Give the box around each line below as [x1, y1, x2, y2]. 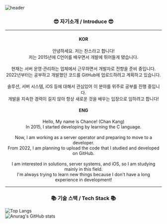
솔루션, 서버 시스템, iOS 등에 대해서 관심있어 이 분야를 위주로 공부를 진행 [7, 83, 147, 89]
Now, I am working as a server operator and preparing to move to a [14, 134, 153, 140]
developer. [73, 139, 94, 145]
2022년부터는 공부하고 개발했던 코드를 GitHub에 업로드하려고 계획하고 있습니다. [5, 72, 162, 78]
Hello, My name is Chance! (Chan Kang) [42, 118, 125, 124]
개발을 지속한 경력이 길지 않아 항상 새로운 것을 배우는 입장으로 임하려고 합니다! [8, 96, 159, 102]
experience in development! [55, 177, 112, 183]
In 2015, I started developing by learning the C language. [25, 123, 142, 129]
